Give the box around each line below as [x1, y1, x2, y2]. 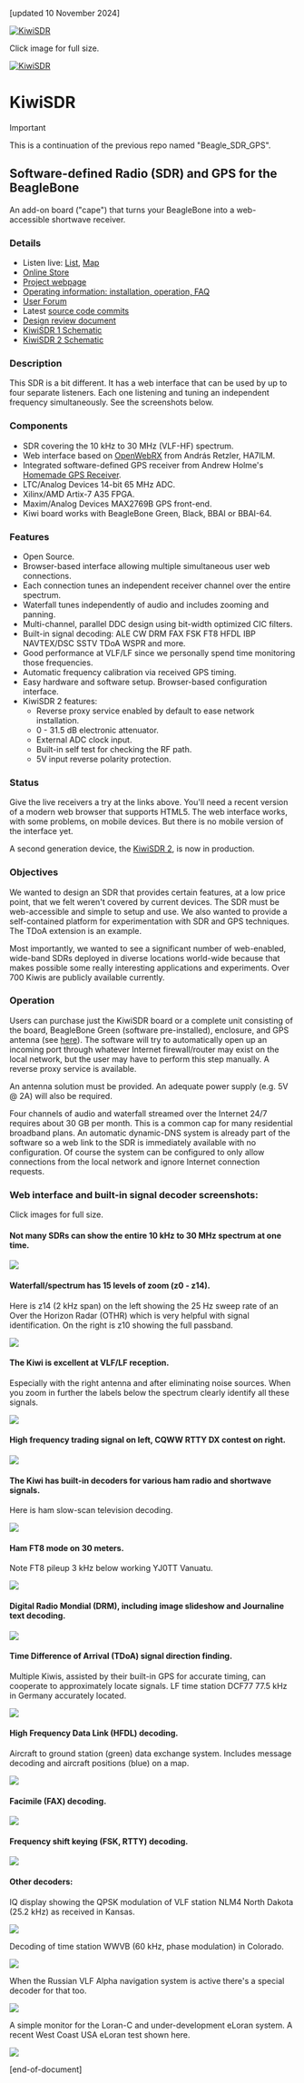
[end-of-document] [9, 2064, 83, 2075]
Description [9, 357, 63, 369]
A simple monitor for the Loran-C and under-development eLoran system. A [9, 2019, 293, 2030]
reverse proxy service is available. [9, 1063, 137, 1074]
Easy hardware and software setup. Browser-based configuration [22, 676, 268, 687]
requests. [9, 1165, 45, 1176]
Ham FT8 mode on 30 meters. [9, 1542, 124, 1553]
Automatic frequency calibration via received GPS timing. [22, 666, 237, 677]
